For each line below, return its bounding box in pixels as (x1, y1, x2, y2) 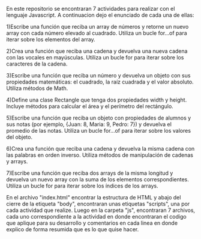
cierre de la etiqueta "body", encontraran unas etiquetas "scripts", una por (6, 201, 190, 207)
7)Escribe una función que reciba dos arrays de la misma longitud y (6, 169, 173, 177)
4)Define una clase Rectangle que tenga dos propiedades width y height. (6, 96, 187, 103)
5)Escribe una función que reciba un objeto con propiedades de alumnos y (6, 114, 191, 121)
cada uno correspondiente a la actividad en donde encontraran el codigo (6, 213, 187, 220)
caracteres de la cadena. (6, 60, 68, 67)
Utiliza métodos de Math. (6, 85, 68, 92)
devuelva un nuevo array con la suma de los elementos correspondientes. (6, 176, 189, 183)
